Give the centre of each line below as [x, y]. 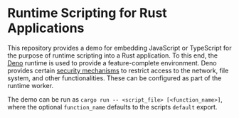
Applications [46, 28]
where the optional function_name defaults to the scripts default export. [112, 107]
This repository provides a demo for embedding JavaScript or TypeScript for [120, 48]
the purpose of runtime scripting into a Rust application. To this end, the [113, 55]
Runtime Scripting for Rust [87, 13]
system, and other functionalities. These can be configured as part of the [115, 78]
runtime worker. [31, 85]
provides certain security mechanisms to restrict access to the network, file [118, 70]
